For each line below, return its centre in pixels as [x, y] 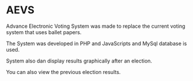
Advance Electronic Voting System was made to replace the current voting [96, 26]
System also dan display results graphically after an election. [79, 61]
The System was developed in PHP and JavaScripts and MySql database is [96, 43]
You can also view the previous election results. [63, 72]
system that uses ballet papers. [44, 32]
